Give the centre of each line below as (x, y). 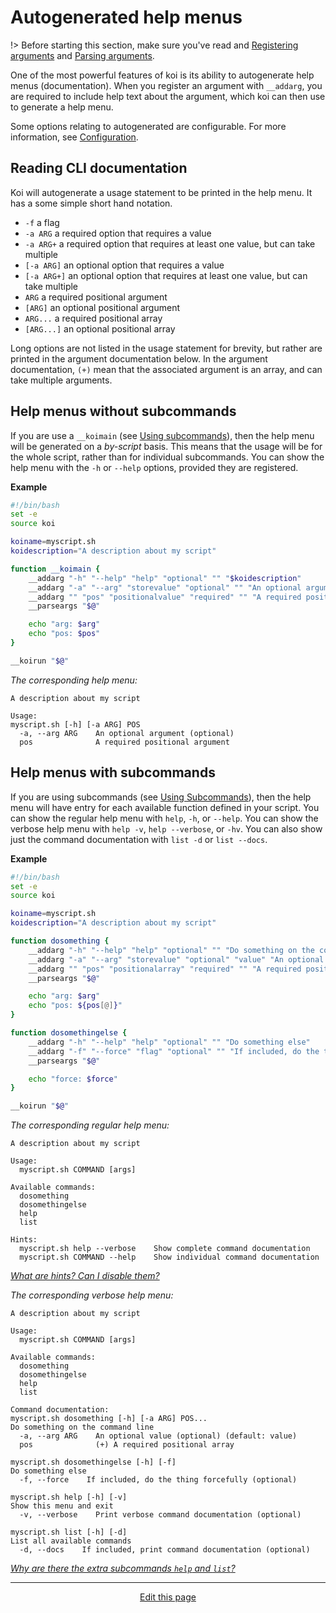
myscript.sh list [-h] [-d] (69, 1532)
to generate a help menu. (62, 107)
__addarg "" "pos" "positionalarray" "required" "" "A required (165, 969)
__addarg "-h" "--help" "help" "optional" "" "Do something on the (171, 950)
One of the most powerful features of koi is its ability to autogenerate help (162, 75)
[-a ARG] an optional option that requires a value (124, 265)
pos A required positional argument (124, 742)
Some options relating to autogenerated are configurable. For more (148, 126)
